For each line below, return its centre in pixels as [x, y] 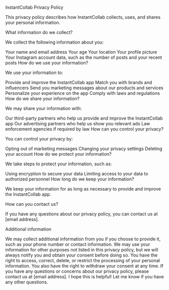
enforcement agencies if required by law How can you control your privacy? [84, 129]
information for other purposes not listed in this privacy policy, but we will [82, 250]
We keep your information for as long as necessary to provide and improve [83, 189]
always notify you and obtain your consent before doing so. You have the [81, 255]
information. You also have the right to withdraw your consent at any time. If [84, 266]
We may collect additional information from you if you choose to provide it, [83, 239]
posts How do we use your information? [47, 63]
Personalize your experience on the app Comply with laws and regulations [83, 93]
